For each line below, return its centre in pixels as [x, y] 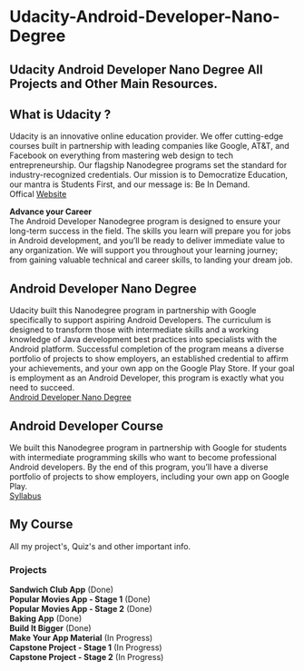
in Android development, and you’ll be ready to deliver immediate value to [147, 241]
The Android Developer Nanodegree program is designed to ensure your [145, 222]
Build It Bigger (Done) [51, 628]
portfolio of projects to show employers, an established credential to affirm [149, 359]
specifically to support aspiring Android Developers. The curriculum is [141, 321]
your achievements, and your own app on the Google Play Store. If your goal [152, 369]
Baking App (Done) [46, 618]
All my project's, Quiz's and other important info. [100, 546]
